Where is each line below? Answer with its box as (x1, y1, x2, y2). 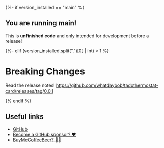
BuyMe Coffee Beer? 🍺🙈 (12, 137, 61, 143)
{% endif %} (5, 98, 32, 104)
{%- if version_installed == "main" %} (5, 5, 85, 10)
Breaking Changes (5, 66, 85, 77)
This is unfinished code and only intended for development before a (5, 33, 149, 39)
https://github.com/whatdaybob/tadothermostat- (56, 82, 159, 88)
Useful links (5, 112, 44, 121)
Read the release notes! (5, 82, 55, 88)
